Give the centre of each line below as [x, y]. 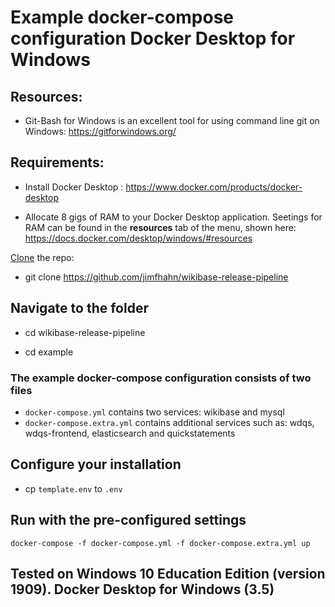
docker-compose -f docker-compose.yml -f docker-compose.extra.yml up [160, 543]
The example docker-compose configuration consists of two [161, 378]
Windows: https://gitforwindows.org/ [100, 131]
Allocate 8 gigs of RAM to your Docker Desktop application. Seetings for [173, 217]
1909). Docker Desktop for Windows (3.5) [142, 589]
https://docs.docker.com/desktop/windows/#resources [138, 238]
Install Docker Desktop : [74, 187]
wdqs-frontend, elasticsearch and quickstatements [130, 433]
